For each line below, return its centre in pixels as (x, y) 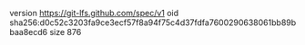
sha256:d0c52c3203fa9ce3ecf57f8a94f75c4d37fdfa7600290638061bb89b (153, 22)
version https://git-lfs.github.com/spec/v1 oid (94, 13)
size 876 (66, 32)
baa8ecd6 (29, 32)
